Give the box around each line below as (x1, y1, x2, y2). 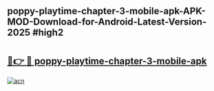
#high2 (32, 27, 64, 38)
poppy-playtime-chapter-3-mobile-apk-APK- (7, 5, 206, 17)
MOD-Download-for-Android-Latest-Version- (7, 16, 207, 28)
